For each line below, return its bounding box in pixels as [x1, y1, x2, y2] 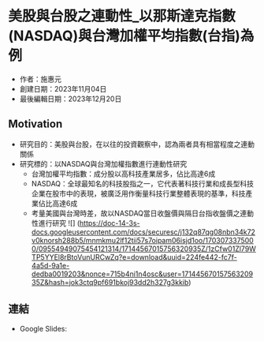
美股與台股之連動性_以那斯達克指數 [8, 7, 236, 25]
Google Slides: [19, 324, 68, 333]
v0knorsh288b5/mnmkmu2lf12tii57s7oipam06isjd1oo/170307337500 [31, 235, 254, 245]
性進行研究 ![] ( [31, 218, 80, 227]
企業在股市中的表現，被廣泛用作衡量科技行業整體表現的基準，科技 [31, 189, 246, 198]
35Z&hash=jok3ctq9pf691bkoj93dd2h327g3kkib [31, 277, 189, 287]
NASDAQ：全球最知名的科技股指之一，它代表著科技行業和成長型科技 [31, 178, 255, 188]
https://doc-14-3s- [79, 218, 140, 227]
